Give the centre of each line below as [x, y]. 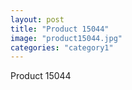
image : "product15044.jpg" [66, 38]
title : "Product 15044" [60, 29]
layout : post [37, 19]
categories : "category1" [62, 47]
